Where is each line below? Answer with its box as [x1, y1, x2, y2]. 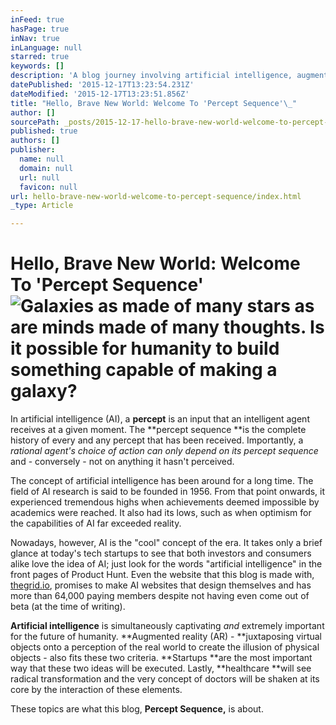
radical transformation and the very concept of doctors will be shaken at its [10, 673, 320, 685]
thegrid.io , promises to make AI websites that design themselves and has [10, 579, 312, 591]
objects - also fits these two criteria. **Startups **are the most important [10, 652, 313, 664]
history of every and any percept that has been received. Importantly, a [10, 434, 304, 446]
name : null [19, 154, 65, 164]
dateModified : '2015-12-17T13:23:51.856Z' [10, 89, 190, 99]
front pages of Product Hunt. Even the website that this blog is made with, [10, 569, 315, 581]
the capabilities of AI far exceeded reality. [10, 517, 182, 530]
